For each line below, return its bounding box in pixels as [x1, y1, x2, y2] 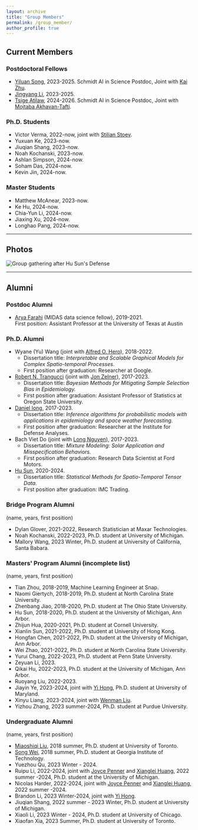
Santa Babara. [14, 544, 49, 551]
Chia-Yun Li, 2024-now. [14, 209, 72, 216]
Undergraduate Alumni [6, 717, 73, 726]
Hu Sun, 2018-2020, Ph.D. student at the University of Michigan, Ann [14, 608, 182, 616]
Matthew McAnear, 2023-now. [14, 197, 89, 204]
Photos [6, 244, 33, 254]
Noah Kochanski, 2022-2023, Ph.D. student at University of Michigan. [14, 532, 184, 539]
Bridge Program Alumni [6, 500, 75, 509]
